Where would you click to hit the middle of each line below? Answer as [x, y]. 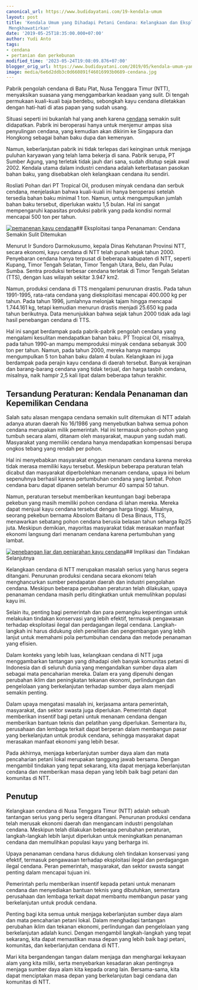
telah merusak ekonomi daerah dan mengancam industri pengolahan [90, 823]
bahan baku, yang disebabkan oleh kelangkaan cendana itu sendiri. [88, 174]
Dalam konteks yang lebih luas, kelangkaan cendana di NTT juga [85, 655]
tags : [13, 45]
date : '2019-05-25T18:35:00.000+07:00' [55, 34]
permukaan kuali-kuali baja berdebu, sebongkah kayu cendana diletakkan [96, 101]
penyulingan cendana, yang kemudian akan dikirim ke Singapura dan [90, 131]
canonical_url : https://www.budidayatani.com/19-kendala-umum [84, 11]
